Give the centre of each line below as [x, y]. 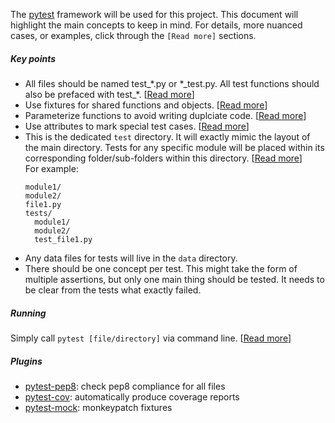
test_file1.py [63, 239]
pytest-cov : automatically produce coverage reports [132, 396]
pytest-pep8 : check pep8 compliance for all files [125, 386]
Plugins [26, 361]
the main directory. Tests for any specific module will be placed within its [174, 147]
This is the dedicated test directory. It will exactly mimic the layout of [167, 136]
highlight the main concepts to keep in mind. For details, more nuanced [156, 25]
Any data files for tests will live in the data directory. [131, 258]
